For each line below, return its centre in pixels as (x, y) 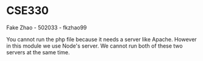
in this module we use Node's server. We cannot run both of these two (95, 46)
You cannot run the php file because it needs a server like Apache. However (101, 39)
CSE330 (28, 11)
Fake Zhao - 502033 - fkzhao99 (46, 27)
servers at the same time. (38, 52)
